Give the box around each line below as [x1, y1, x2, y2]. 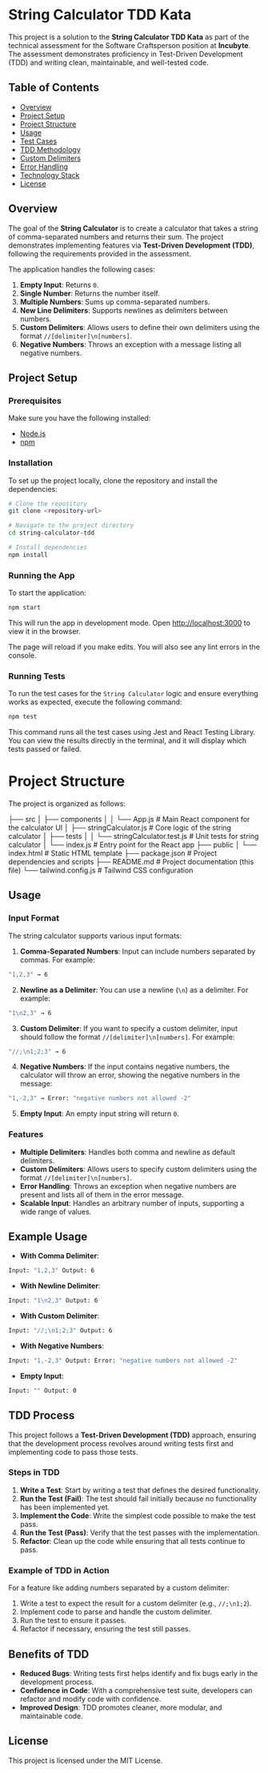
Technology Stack [19, 170, 80, 179]
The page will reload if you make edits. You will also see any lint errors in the [8, 642, 260, 651]
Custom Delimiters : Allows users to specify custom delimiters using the [19, 1164, 258, 1174]
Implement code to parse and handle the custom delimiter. [19, 1607, 213, 1617]
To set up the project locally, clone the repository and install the [8, 475, 218, 486]
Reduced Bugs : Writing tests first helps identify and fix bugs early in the [19, 1668, 258, 1678]
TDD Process [8, 1408, 75, 1423]
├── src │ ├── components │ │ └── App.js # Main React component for [8, 815, 250, 824]
